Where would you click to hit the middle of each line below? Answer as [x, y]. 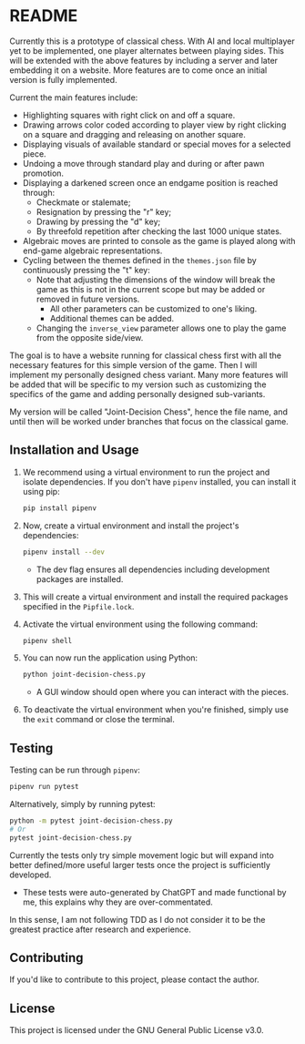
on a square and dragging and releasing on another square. [134, 134]
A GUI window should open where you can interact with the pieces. [163, 692]
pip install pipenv [60, 508]
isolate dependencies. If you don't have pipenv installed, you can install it [159, 481]
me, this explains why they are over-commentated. [118, 902]
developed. [30, 875]
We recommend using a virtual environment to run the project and [146, 472]
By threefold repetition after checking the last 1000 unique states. [159, 231]
